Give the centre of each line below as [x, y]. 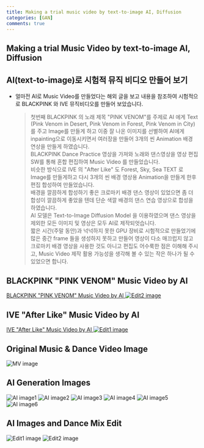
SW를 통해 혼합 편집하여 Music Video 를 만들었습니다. [95, 161]
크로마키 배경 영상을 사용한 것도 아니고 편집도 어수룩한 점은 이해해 [109, 246]
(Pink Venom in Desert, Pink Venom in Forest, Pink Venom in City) [113, 124]
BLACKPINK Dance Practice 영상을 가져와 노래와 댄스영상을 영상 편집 [114, 154]
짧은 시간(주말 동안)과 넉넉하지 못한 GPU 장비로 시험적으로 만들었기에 [113, 230]
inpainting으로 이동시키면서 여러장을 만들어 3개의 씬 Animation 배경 [112, 139]
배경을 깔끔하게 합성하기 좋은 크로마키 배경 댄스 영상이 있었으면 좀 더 [112, 192]
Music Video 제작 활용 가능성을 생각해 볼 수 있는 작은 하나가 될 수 [117, 253]
